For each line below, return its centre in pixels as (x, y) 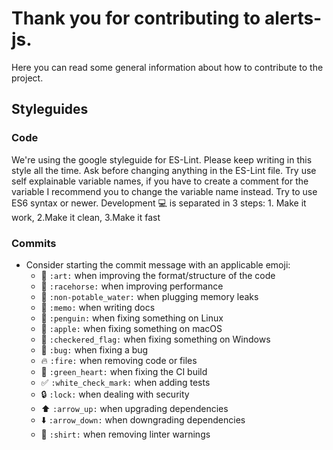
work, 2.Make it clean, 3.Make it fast (86, 217)
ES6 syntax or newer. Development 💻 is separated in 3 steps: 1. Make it (159, 203)
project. (27, 78)
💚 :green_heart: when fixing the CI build (124, 371)
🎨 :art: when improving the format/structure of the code (158, 275)
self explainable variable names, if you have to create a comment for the (160, 181)
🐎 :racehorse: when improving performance (132, 286)
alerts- (293, 18)
